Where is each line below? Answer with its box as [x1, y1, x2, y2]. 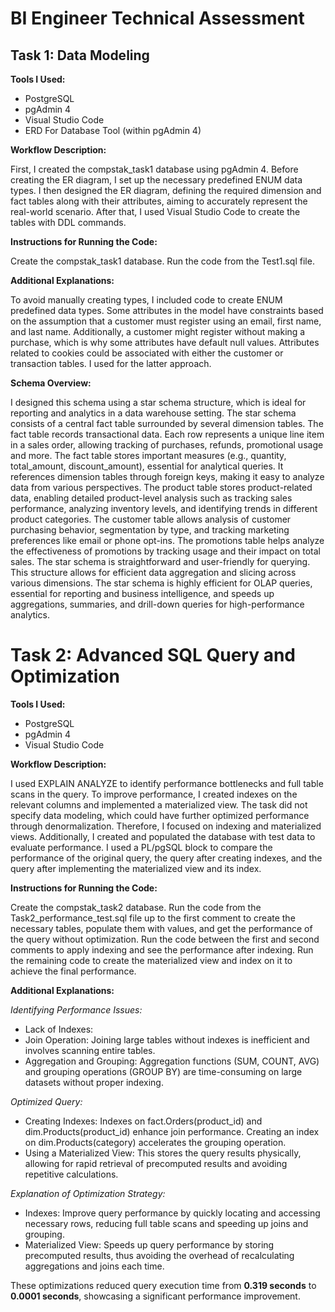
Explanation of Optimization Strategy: [10, 1187, 166, 1199]
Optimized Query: [10, 1095, 83, 1107]
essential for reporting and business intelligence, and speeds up [10, 588, 275, 599]
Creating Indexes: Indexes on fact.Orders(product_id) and [24, 1115, 263, 1127]
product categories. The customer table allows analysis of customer [10, 513, 292, 525]
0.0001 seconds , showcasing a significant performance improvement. [10, 1290, 301, 1302]
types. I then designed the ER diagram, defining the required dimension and [10, 185, 322, 196]
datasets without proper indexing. [24, 1076, 164, 1088]
